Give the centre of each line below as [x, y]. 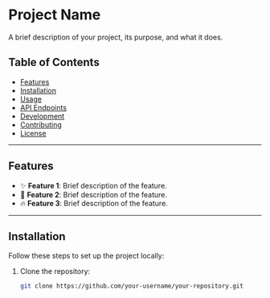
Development [42, 116]
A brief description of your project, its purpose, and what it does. [116, 37]
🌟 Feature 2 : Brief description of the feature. [93, 194]
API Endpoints [43, 107]
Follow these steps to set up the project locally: [86, 256]
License [33, 133]
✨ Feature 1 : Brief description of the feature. [93, 185]
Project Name [55, 15]
